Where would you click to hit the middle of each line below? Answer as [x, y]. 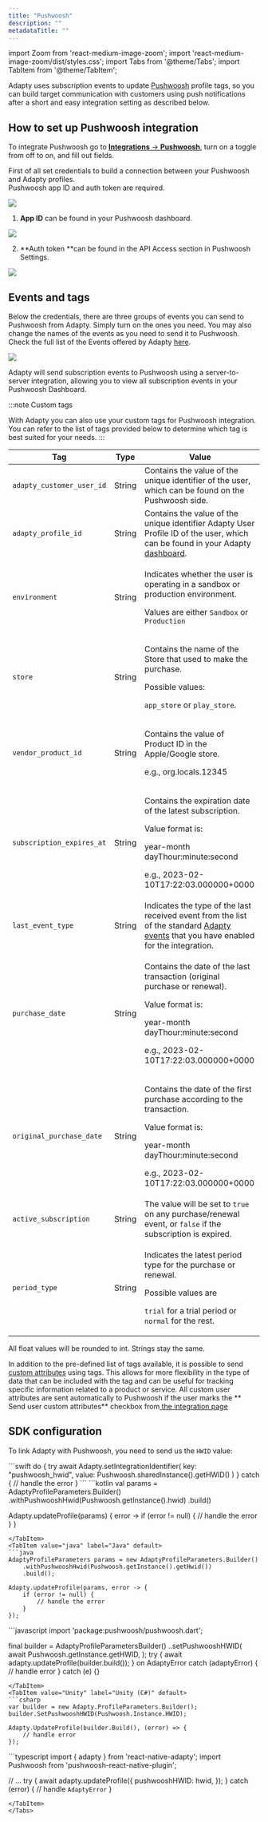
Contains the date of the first [198, 1089]
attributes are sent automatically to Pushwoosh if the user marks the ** [125, 1398]
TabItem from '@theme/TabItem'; [63, 70]
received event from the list [196, 915]
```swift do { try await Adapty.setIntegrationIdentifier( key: [102, 1466]
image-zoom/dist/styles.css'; [56, 61]
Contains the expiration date [197, 801]
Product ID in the [176, 744]
